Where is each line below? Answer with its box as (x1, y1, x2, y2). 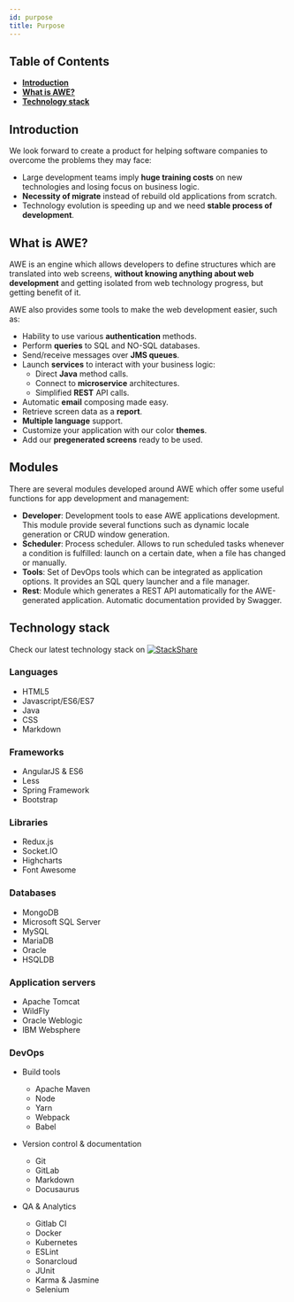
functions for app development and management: (9, 492, 190, 503)
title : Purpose (9, 21, 65, 30)
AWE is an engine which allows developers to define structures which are (9, 259, 276, 269)
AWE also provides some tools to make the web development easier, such (9, 304, 278, 314)
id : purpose (9, 12, 53, 22)
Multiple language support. (21, 415, 124, 426)
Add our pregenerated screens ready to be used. (21, 434, 203, 445)
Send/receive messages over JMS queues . (21, 349, 180, 360)
